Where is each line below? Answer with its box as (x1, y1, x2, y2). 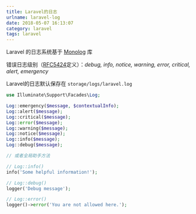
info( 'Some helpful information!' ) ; (6, 169, 98, 175)
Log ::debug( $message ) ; (6, 142, 63, 148)
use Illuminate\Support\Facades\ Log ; (6, 92, 101, 98)
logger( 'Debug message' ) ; (6, 185, 71, 192)
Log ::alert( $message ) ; (6, 108, 63, 114)
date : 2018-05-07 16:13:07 (6, 20, 74, 26)
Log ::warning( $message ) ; (6, 125, 68, 131)
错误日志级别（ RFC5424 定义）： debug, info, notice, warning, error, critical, (6, 61, 191, 68)
